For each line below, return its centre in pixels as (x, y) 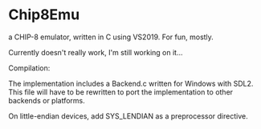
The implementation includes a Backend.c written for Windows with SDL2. (131, 83)
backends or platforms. (47, 100)
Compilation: (29, 68)
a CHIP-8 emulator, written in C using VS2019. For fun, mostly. (111, 37)
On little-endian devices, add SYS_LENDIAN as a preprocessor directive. (128, 116)
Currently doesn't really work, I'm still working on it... (96, 52)
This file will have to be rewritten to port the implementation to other (121, 92)
